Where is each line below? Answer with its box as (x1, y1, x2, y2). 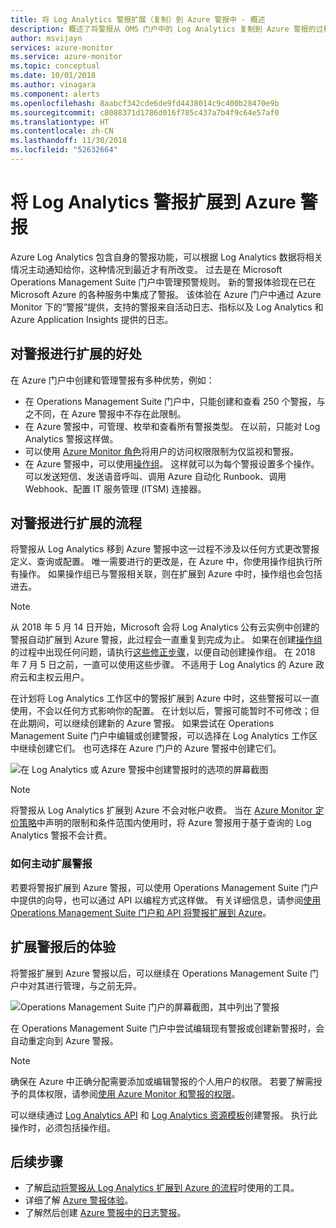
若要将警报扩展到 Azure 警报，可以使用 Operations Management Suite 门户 (10, 881, 320, 893)
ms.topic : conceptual (10, 61, 101, 71)
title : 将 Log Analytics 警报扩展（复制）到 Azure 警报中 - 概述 (10, 14, 266, 25)
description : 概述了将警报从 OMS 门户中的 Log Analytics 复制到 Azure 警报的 (10, 24, 317, 34)
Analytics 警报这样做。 (24, 432, 119, 445)
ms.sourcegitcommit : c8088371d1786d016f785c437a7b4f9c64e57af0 (10, 107, 280, 118)
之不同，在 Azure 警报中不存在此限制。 (24, 407, 187, 420)
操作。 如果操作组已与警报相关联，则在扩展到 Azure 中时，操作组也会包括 (18, 568, 323, 580)
